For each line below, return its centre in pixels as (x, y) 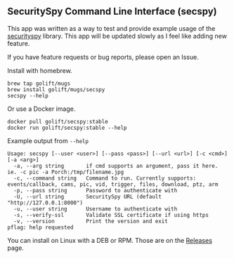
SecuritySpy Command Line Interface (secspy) (112, 12)
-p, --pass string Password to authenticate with (96, 190)
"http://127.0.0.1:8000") (45, 203)
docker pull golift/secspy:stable (58, 121)
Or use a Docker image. (41, 109)
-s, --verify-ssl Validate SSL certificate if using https (111, 215)
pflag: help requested (40, 227)
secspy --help (28, 95)
